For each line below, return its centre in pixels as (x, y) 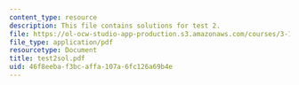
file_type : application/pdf (61, 42)
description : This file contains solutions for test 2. (115, 26)
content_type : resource (53, 17)
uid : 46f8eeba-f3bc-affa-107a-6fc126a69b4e (91, 67)
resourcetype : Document (53, 50)
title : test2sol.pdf (48, 58)
